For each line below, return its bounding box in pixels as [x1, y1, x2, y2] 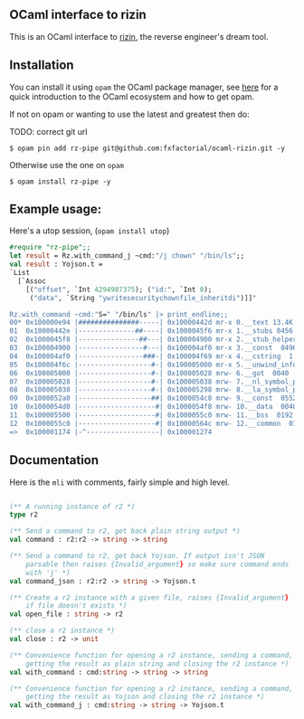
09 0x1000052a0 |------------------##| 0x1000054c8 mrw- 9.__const [9, 393, 273, 403]
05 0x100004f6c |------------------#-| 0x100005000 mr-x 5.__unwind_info [9, 360, 298, 369]
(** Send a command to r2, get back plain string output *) [9, 526, 242, 536]
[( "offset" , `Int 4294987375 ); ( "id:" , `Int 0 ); [25, 285, 213, 294]
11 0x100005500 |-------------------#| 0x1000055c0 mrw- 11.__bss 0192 [9, 411, 294, 420]
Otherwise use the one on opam [9, 159, 125, 170]
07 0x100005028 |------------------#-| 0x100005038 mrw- [9, 377, 233, 386]
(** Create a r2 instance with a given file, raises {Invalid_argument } [9, 592, 290, 602]
